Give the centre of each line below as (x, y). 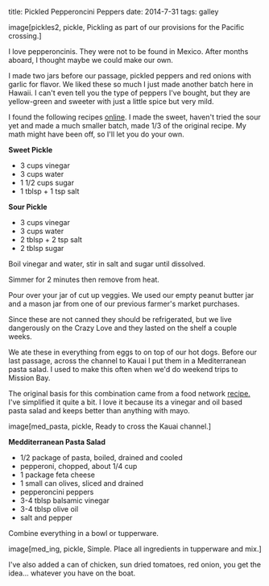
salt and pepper (46, 517)
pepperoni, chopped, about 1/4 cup (79, 466)
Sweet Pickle (31, 150)
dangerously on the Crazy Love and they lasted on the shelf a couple (123, 328)
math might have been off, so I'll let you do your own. (97, 134)
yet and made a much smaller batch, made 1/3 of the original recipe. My (128, 126)
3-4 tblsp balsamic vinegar (65, 500)
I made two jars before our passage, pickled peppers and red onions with (130, 75)
